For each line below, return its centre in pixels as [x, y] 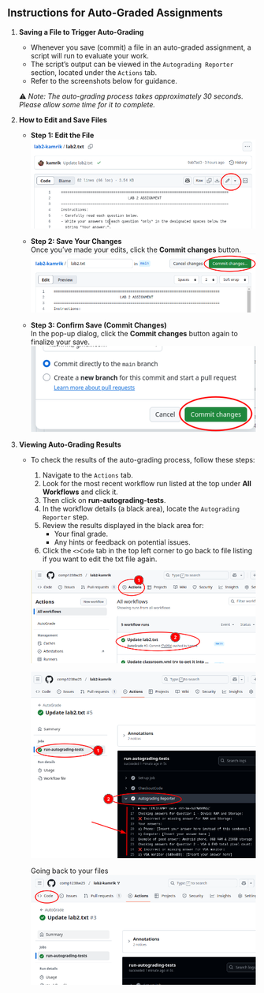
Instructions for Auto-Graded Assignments [115, 13]
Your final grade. [81, 534]
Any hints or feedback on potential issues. [122, 542]
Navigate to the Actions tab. [87, 475]
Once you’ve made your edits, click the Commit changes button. [136, 250]
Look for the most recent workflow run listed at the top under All [147, 483]
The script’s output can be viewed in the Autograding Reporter [132, 64]
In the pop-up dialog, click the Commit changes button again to [134, 334]
